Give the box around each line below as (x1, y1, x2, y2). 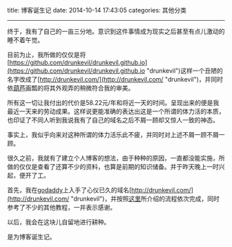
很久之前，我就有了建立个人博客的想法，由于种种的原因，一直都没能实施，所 (7, 154, 225, 162)
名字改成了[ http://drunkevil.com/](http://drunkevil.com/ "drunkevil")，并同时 (7, 75, 223, 83)
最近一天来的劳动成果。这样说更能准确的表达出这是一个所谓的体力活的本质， (7, 107, 225, 116)
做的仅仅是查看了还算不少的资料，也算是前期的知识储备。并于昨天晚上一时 (7, 163, 219, 171)
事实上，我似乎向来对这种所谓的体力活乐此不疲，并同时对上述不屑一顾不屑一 (7, 131, 225, 138)
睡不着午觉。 (7, 36, 43, 44)
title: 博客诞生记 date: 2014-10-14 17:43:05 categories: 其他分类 (7, 6, 187, 14)
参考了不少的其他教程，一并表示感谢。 (7, 203, 116, 211)
